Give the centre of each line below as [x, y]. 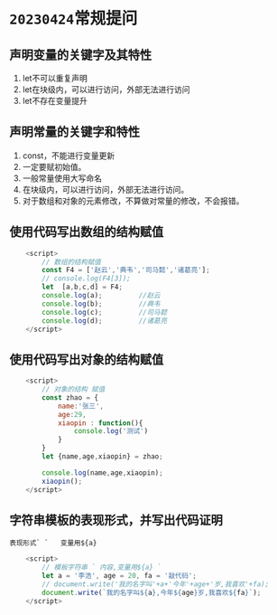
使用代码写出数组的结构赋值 [87, 232]
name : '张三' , [80, 406]
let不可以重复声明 [55, 78]
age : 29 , [72, 414]
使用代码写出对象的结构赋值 [87, 360]
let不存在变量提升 [55, 101]
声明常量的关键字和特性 [74, 132]
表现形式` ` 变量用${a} [53, 544]
